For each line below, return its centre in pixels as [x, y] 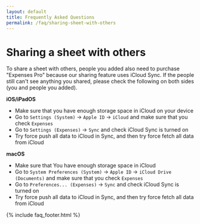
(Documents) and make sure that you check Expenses [79, 178]
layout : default [26, 12]
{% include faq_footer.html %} [43, 215]
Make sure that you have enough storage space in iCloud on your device [104, 111]
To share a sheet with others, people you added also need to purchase [93, 69]
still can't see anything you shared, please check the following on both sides [100, 82]
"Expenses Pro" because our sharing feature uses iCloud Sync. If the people [100, 75]
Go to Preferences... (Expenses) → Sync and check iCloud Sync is [97, 185]
